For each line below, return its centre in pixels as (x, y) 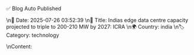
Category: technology (33, 35)
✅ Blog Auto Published (34, 8)
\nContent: (19, 47)
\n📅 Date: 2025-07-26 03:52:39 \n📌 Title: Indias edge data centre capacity (97, 20)
